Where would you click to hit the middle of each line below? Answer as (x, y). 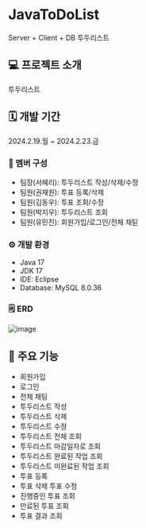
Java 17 (32, 262)
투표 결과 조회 (41, 516)
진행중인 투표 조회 (47, 496)
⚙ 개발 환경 (29, 244)
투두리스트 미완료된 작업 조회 (64, 466)
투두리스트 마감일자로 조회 (60, 446)
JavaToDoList (54, 15)
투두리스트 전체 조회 (50, 437)
